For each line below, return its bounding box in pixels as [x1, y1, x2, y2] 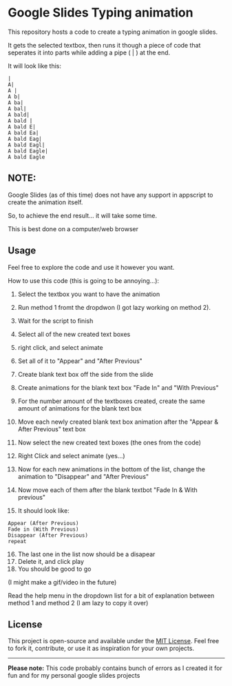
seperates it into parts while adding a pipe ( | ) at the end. [8, 48, 171, 57]
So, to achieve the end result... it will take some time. [8, 211, 158, 219]
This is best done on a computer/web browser [8, 224, 138, 233]
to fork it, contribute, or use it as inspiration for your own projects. [8, 644, 195, 653]
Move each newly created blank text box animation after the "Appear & [17, 418, 219, 426]
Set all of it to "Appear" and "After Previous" [17, 357, 143, 365]
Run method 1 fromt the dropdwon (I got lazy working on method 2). [17, 303, 211, 311]
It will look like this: [8, 61, 61, 70]
